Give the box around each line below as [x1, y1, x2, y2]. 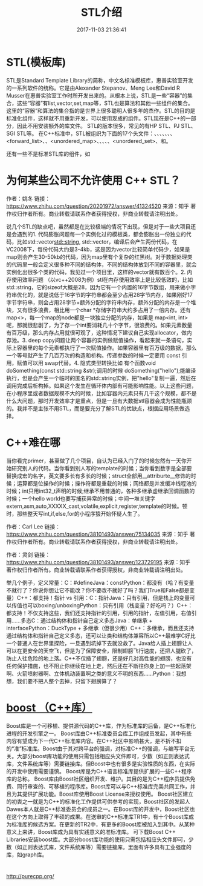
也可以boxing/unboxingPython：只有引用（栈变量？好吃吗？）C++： [22, 601, 193, 609]
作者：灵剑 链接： [6, 551, 50, 558]
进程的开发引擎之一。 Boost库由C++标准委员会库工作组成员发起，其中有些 [6, 730, 192, 737]
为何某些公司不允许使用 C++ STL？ [6, 173, 181, 187]
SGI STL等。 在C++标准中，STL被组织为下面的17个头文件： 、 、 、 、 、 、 [6, 130, 170, 137]
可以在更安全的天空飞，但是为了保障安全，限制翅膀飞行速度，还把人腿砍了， [6, 647, 197, 655]
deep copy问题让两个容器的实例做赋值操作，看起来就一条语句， [28, 336, 187, 344]
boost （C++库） [6, 701, 92, 714]
